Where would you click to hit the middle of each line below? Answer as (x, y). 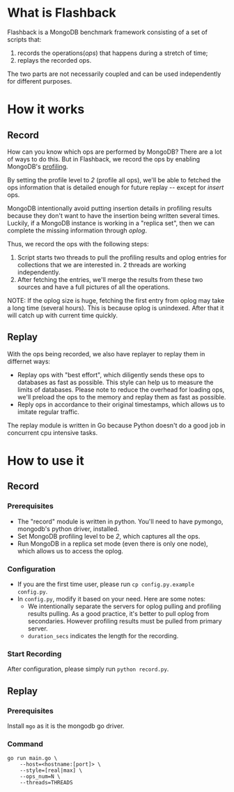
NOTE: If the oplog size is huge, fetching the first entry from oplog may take (116, 300)
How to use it (46, 460)
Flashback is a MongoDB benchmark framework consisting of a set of (107, 32)
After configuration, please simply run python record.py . (88, 669)
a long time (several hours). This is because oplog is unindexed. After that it (116, 308)
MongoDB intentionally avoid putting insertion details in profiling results (110, 208)
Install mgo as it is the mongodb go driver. (66, 726)
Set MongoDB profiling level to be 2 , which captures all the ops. (109, 536)
